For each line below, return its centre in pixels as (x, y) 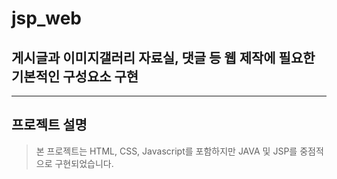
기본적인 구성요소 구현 (75, 76)
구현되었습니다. (84, 163)
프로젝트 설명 (49, 125)
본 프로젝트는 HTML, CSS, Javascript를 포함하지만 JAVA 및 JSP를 (166, 151)
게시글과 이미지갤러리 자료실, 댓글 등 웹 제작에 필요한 (163, 57)
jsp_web (46, 18)
